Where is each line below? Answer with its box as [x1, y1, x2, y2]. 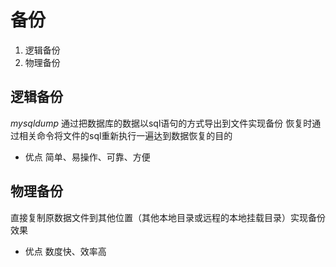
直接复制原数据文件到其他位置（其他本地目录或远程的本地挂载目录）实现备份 [10, 211, 326, 223]
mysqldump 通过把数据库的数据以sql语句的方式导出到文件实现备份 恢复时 [10, 117, 313, 129]
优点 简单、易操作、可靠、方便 [24, 151, 151, 163]
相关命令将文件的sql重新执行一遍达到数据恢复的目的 [18, 129, 233, 141]
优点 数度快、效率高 [24, 245, 107, 257]
